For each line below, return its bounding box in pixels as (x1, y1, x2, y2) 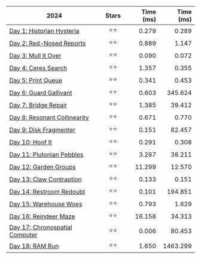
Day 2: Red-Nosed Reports (9, 39, 86, 47)
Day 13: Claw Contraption (9, 175, 82, 183)
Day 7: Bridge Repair (9, 101, 68, 109)
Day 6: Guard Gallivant (9, 88, 72, 97)
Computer (9, 231, 38, 239)
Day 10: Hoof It (9, 138, 52, 146)
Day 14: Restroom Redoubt (9, 187, 86, 195)
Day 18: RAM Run (9, 242, 59, 250)
